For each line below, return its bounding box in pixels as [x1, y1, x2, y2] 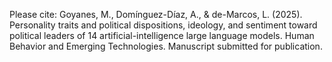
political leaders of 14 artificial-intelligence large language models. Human [9, 30, 315, 41]
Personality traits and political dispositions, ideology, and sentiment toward [9, 19, 318, 31]
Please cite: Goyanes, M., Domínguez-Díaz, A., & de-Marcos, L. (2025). [9, 9, 303, 20]
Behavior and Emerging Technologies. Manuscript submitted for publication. [9, 40, 323, 52]
